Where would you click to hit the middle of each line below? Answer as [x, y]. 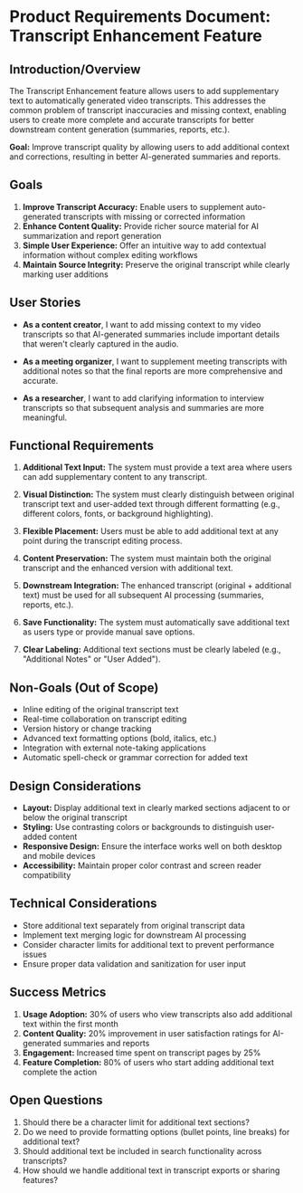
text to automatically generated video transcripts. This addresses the [138, 100]
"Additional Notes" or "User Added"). [91, 659]
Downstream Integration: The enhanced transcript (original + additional [157, 586]
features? [40, 1179]
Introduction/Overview [75, 69]
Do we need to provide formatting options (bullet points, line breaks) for [156, 1131]
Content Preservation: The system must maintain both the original [147, 558]
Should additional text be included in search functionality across [142, 1150]
